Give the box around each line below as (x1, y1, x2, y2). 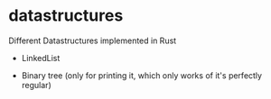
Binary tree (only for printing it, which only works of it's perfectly (21, 69, 263, 81)
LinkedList (21, 52, 61, 63)
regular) (21, 79, 51, 90)
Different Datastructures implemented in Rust (8, 35, 177, 46)
